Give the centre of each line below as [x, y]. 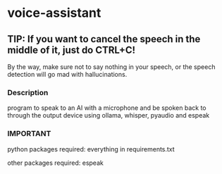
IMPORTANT [29, 134]
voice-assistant [54, 13]
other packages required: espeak [55, 163]
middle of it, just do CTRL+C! [72, 50]
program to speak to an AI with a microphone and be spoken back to [107, 108]
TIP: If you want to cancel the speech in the [104, 39]
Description [28, 92]
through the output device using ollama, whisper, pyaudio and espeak [109, 116]
